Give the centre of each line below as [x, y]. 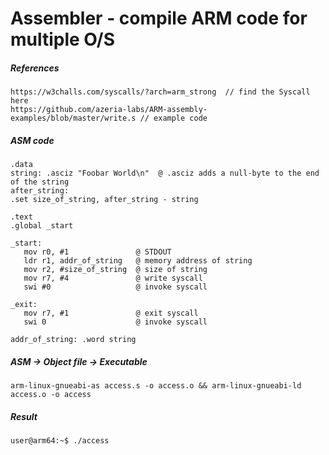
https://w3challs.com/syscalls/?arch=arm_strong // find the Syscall [160, 92]
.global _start [42, 226]
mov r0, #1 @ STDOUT [97, 252]
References [35, 68]
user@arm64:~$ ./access [60, 441]
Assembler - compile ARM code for [159, 18]
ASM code [32, 140]
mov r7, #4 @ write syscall [113, 278]
